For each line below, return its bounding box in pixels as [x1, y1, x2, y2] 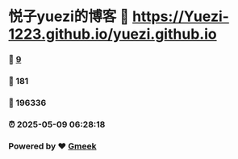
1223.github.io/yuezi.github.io [8, 25, 217, 44]
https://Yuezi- [132, 7, 230, 26]
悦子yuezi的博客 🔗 [8, 7, 130, 26]
